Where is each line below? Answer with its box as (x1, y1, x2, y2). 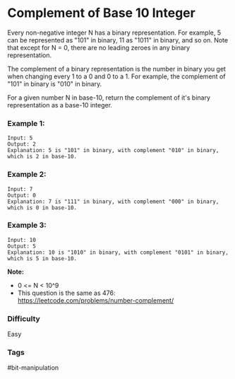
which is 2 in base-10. (7, 153, 78, 161)
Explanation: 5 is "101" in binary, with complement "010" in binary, (7, 147, 219, 154)
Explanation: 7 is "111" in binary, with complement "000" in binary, (7, 198, 219, 205)
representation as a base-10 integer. (7, 100, 113, 109)
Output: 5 (7, 243, 37, 250)
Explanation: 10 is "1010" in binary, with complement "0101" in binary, (7, 249, 229, 256)
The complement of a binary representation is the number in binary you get (7, 64, 226, 73)
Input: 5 (7, 134, 33, 142)
